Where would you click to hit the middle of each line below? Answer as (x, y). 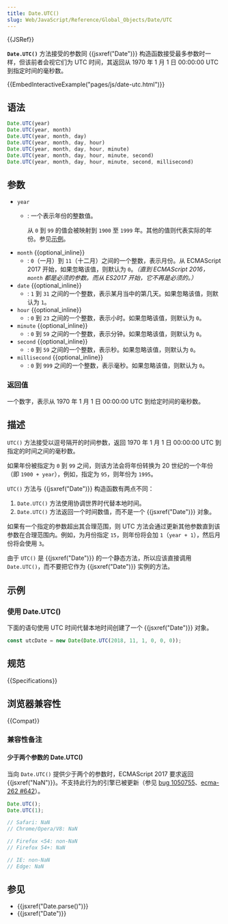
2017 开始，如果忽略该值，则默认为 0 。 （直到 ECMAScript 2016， (118, 269)
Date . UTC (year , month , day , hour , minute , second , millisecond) (100, 162)
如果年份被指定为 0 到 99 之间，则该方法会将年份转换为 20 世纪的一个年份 (110, 465)
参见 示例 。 (54, 239)
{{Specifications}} (32, 680)
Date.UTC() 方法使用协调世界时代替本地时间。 (81, 503)
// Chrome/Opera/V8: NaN (42, 829)
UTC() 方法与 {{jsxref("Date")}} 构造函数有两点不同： (81, 489)
